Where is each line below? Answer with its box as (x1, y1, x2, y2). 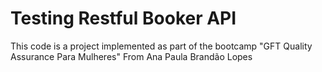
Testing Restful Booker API (10, 7, 237, 30)
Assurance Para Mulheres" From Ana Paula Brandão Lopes (10, 50, 253, 62)
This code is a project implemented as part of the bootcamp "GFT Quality (10, 40, 313, 52)
